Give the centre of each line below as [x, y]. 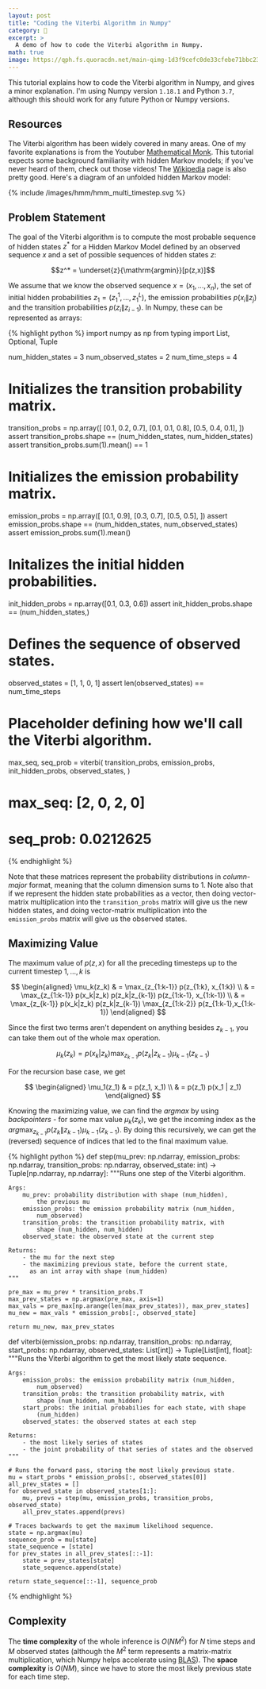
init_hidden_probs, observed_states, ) [69, 770]
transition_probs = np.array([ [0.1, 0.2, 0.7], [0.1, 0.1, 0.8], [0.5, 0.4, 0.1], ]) [126, 428]
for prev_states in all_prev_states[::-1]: [81, 1553]
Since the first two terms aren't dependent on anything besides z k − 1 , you [128, 1028]
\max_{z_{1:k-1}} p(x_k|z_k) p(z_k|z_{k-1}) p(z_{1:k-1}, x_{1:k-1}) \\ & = [133, 995]
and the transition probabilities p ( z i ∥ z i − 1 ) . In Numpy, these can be [116, 308]
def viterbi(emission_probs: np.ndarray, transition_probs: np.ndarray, [120, 1341]
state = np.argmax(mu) [46, 1533]
